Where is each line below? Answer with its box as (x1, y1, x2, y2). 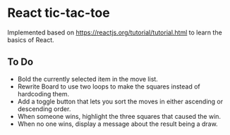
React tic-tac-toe (7, 5, 111, 21)
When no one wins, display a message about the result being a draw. (17, 120, 218, 128)
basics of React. (7, 35, 54, 44)
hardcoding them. (17, 89, 70, 98)
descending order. (17, 104, 71, 113)
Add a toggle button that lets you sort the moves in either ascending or (17, 97, 224, 105)
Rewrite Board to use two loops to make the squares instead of (17, 82, 201, 91)
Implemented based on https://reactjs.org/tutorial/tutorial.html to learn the (7, 28, 222, 37)
